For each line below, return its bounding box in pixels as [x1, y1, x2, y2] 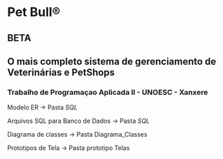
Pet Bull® [7, 4, 61, 20]
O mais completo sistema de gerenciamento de [7, 55, 217, 67]
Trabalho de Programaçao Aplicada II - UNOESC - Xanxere [7, 87, 208, 97]
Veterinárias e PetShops [7, 66, 115, 78]
